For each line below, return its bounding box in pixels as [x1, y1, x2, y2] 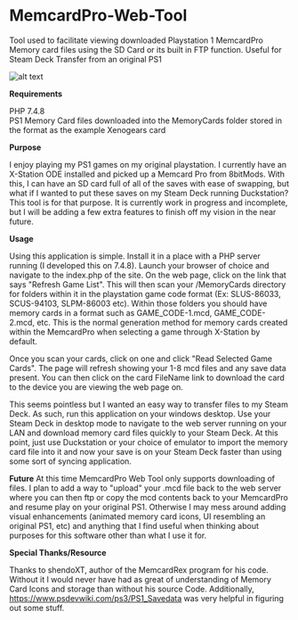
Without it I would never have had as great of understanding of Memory [9, 574, 271, 584]
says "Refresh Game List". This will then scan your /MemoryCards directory [9, 278, 286, 290]
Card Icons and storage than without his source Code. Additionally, [9, 583, 255, 594]
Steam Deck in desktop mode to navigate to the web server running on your [9, 417, 287, 428]
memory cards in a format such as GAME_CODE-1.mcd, [9, 307, 213, 318]
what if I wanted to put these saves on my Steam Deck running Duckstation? [9, 187, 289, 198]
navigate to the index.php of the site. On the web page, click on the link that [9, 269, 286, 280]
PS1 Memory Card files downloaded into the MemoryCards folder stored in [9, 115, 283, 126]
